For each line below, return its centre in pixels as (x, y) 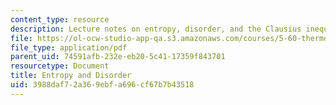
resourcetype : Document (60, 66)
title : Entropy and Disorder (71, 76)
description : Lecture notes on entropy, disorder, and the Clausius (156, 29)
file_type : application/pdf (69, 47)
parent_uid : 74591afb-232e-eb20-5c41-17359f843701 (118, 57)
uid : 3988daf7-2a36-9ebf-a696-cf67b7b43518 (102, 85)
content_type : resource (60, 19)
